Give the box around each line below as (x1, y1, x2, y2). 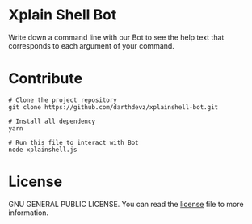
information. (8, 208, 49, 218)
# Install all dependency (8, 117, 95, 125)
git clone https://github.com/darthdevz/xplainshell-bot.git (8, 103, 219, 111)
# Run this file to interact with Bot (8, 138, 139, 146)
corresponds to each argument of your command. (8, 40, 175, 50)
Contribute (8, 70, 83, 88)
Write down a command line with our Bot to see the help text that (8, 32, 225, 42)
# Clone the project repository (8, 95, 117, 104)
